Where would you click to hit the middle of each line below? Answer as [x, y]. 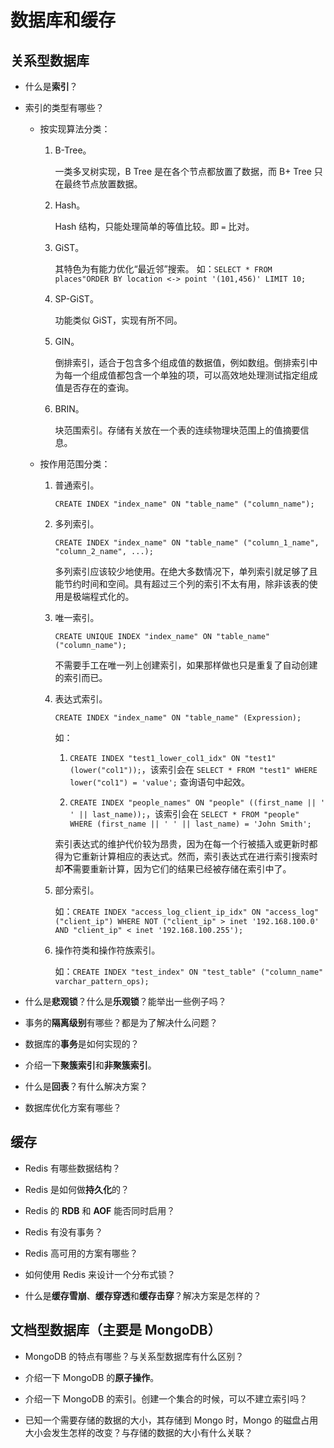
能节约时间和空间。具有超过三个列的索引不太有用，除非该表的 [182, 584]
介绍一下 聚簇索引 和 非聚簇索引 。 [90, 1065]
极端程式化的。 [103, 596]
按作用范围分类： [75, 464]
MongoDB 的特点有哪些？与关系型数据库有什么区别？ [134, 1356]
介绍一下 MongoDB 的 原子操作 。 [92, 1377]
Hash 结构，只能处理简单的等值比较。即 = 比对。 [154, 226]
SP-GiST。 [76, 299]
